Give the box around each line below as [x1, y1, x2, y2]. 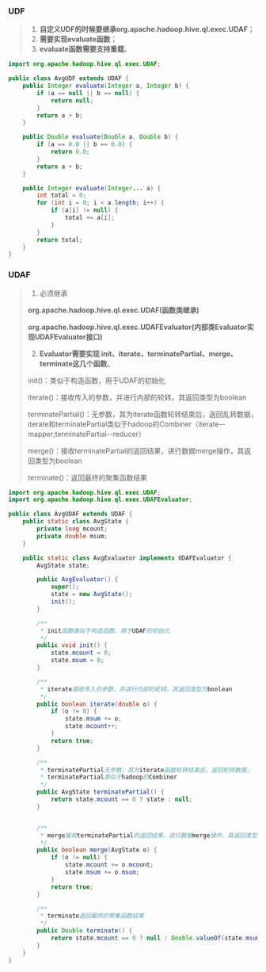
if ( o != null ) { [50, 854, 108, 862]
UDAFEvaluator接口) [34, 331, 103, 342]
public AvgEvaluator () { [36, 576, 119, 584]
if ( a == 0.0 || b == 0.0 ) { [36, 140, 133, 148]
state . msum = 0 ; [50, 656, 104, 664]
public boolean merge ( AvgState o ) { [36, 846, 158, 854]
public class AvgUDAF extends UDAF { [8, 510, 133, 519]
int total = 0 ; [36, 192, 87, 200]
